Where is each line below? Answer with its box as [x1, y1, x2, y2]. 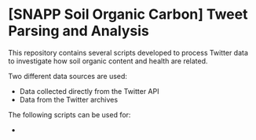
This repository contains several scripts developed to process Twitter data [8, 48, 249, 57]
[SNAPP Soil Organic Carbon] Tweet [8, 5, 248, 23]
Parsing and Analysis [8, 22, 149, 40]
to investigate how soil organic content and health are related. [8, 56, 208, 66]
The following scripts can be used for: [8, 109, 131, 119]
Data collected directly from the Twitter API [19, 86, 159, 95]
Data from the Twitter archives [19, 95, 119, 104]
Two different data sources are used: [8, 71, 128, 81]
